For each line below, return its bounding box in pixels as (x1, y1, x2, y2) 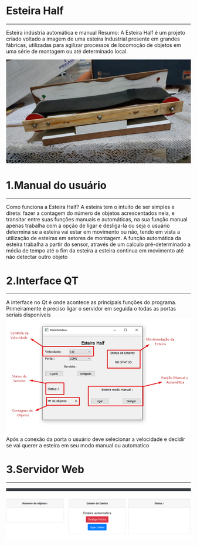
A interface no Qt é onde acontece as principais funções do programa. (6, 299, 177, 306)
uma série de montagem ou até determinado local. (6, 48, 128, 55)
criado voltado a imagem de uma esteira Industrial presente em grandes (6, 35, 180, 42)
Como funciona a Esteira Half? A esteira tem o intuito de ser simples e (6, 204, 175, 211)
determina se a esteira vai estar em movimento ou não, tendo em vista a (6, 228, 181, 235)
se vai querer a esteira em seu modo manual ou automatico (6, 442, 150, 449)
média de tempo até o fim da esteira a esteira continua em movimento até (6, 247, 184, 254)
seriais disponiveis (6, 311, 51, 318)
